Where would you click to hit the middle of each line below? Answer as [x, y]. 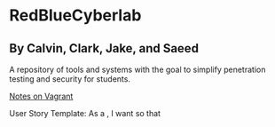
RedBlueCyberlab [75, 16]
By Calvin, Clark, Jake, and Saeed [104, 48]
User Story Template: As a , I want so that [85, 113]
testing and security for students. [70, 79]
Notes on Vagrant [41, 96]
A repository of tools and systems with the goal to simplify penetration [137, 69]
